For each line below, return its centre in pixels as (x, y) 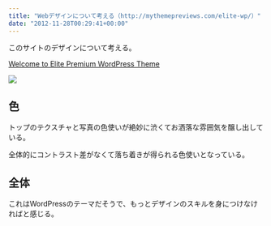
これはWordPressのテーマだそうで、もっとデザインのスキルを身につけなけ (133, 204)
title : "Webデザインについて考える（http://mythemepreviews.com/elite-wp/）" (135, 16)
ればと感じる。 (33, 214)
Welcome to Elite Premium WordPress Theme (84, 64)
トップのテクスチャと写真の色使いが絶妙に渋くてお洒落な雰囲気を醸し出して (136, 127)
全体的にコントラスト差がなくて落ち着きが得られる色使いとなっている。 (129, 155)
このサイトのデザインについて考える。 (72, 47)
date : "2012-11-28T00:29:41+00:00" (69, 23)
